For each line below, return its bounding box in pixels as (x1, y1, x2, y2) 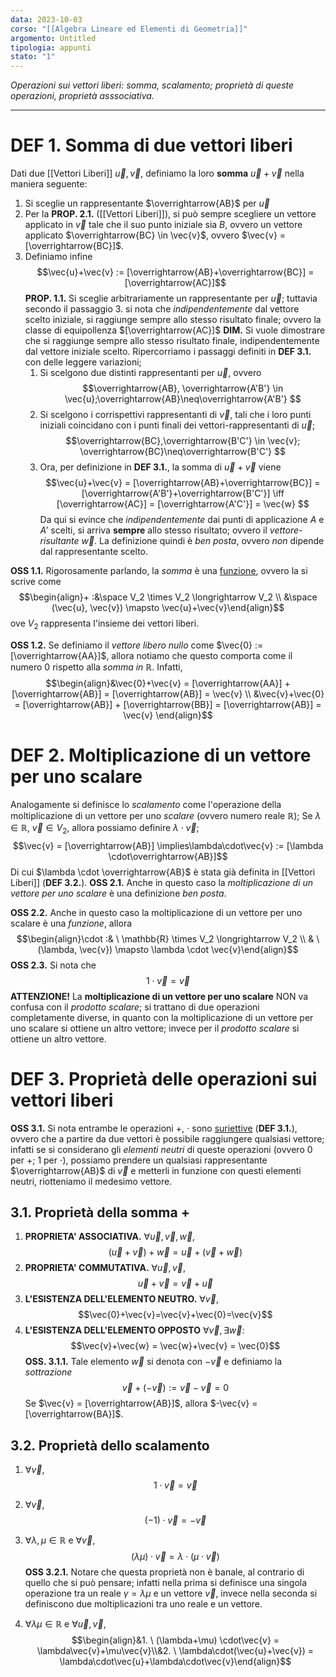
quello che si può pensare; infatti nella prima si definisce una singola (24, 1577, 308, 1589)
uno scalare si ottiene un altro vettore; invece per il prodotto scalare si (10, 1022, 300, 1034)
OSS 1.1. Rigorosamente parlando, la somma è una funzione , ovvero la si (10, 565, 308, 577)
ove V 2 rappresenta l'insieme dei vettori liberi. (10, 617, 200, 631)
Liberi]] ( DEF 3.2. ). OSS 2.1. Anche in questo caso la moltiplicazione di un (10, 876, 314, 888)
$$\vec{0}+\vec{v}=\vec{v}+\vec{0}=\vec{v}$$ (78, 1309, 273, 1321)
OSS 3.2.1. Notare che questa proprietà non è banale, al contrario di (24, 1566, 305, 1578)
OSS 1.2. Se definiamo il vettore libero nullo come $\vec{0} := (10, 639, 264, 651)
